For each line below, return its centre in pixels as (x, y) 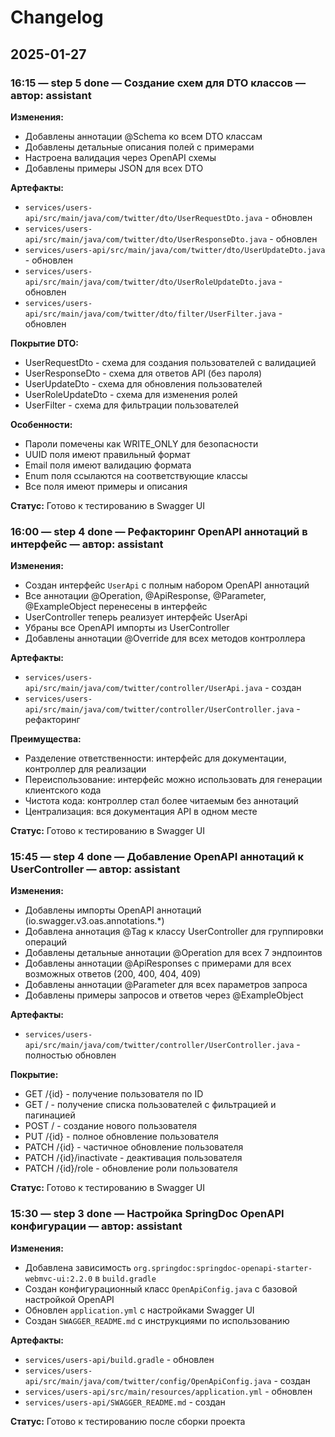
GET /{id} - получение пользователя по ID (114, 1094)
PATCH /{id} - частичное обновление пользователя (134, 1147)
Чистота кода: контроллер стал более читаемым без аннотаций (161, 801)
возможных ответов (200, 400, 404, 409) (113, 974)
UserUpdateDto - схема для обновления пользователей (143, 383)
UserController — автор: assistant (95, 869)
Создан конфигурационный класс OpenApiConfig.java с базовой (161, 1288)
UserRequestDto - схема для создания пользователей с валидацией (170, 362)
